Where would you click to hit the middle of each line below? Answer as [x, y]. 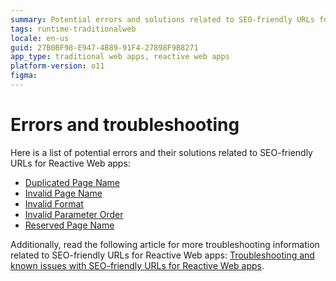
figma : [24, 76]
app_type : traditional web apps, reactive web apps [120, 57]
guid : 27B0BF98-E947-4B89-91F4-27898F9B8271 [104, 47]
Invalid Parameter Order [74, 214]
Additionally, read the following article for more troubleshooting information [165, 244]
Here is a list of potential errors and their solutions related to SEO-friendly [161, 152]
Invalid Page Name [63, 193]
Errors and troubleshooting [125, 125]
